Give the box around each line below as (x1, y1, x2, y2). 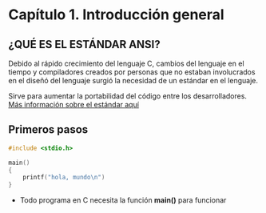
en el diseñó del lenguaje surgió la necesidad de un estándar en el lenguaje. (8, 76, 258, 85)
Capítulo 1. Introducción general (8, 6, 225, 24)
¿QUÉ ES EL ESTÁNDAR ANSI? (8, 38, 161, 51)
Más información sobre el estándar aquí (8, 100, 140, 109)
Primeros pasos (8, 123, 89, 137)
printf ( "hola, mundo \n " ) (22, 174, 105, 182)
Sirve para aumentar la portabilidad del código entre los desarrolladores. (8, 91, 248, 101)
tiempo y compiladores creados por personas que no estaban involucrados (8, 67, 256, 77)
